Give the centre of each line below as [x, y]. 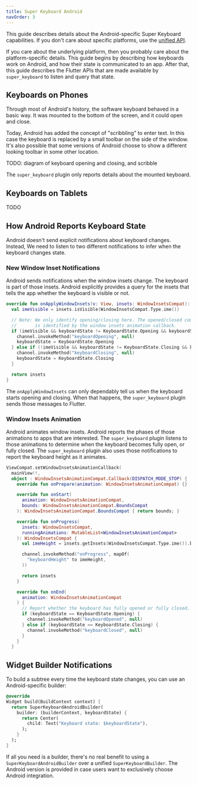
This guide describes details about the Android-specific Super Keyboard [94, 34]
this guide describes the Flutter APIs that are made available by [82, 70]
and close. [19, 122]
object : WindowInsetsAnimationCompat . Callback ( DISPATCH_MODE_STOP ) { [99, 478]
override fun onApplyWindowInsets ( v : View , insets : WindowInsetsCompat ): [98, 304]
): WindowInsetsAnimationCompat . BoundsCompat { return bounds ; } [98, 511]
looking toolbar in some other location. [53, 152]
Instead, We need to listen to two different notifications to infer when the [94, 246]
